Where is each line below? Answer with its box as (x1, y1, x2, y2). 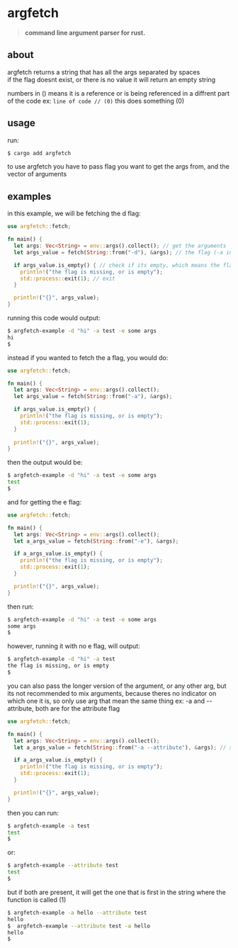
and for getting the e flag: (7, 497, 82, 506)
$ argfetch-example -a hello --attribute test (7, 909, 147, 916)
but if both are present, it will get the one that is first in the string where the (7, 888, 227, 896)
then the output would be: (7, 458, 83, 467)
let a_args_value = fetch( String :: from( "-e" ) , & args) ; (13, 537, 179, 545)
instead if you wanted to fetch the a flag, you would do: (7, 353, 169, 362)
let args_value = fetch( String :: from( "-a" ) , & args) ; (13, 393, 173, 400)
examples (7, 190, 52, 203)
